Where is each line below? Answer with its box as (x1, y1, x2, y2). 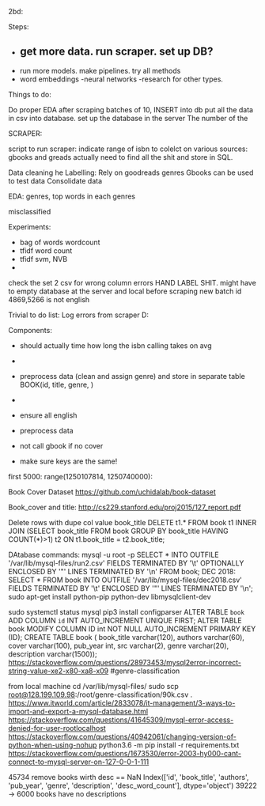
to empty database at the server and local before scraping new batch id (8, 286, 242, 296)
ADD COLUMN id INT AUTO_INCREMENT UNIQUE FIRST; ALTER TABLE (8, 615, 243, 625)
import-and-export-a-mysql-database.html (8, 706, 149, 716)
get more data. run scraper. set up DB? (19, 45, 214, 59)
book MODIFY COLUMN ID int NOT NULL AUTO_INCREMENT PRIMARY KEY (8, 624, 256, 634)
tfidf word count (19, 245, 73, 255)
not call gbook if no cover (19, 441, 104, 450)
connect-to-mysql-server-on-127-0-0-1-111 (8, 757, 150, 766)
